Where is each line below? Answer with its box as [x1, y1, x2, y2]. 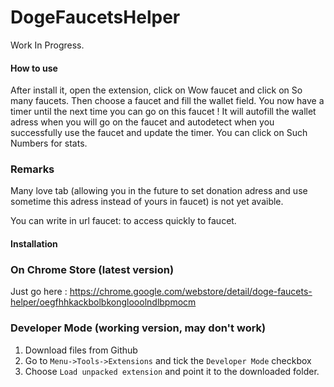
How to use [10, 62, 58, 74]
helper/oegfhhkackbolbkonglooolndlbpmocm [10, 296, 197, 308]
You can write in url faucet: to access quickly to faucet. [10, 215, 237, 227]
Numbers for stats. [10, 137, 88, 150]
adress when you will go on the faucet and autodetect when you [10, 116, 275, 128]
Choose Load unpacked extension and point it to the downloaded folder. [24, 365, 320, 377]
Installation [10, 238, 58, 250]
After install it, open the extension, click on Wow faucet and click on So [10, 84, 303, 96]
